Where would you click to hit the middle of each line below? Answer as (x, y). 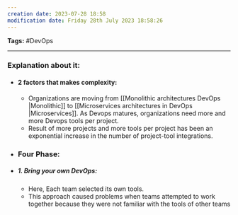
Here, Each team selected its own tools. (86, 189)
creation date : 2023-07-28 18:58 (57, 14)
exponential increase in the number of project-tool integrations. (120, 136)
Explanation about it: (44, 66)
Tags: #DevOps (30, 40)
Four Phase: (39, 154)
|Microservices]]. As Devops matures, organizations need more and (127, 113)
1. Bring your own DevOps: (57, 171)
